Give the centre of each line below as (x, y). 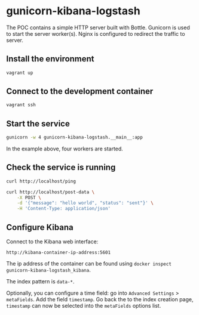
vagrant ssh (21, 105)
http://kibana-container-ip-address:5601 (59, 252)
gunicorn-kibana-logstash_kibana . (48, 270)
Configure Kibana (40, 227)
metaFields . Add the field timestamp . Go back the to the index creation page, (100, 299)
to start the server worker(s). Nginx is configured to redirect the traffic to (96, 33)
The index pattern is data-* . (40, 281)
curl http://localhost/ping (41, 181)
